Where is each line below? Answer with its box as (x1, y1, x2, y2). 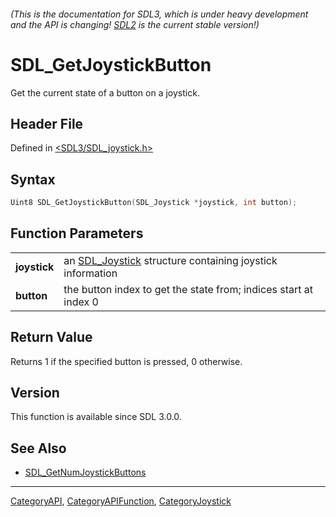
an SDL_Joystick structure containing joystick (63, 253, 278, 267)
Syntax (10, 171, 56, 188)
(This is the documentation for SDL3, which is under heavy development (10, 8, 309, 20)
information (63, 266, 118, 280)
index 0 (63, 295, 99, 309)
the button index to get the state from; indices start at (63, 282, 313, 296)
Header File (10, 115, 84, 132)
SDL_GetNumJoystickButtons (24, 466, 147, 479)
